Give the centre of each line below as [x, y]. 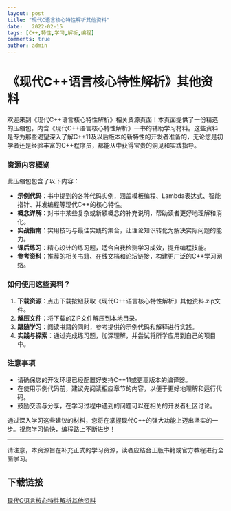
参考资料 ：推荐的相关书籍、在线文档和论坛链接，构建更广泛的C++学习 [117, 257]
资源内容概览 [29, 165]
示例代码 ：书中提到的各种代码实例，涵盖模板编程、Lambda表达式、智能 [119, 196]
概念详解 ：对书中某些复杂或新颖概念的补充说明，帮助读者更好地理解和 [117, 213]
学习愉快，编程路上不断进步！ [73, 429]
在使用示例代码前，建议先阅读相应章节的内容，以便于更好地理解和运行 [117, 388]
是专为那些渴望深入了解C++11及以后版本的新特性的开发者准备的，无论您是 [112, 137]
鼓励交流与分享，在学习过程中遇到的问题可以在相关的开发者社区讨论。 [117, 405]
